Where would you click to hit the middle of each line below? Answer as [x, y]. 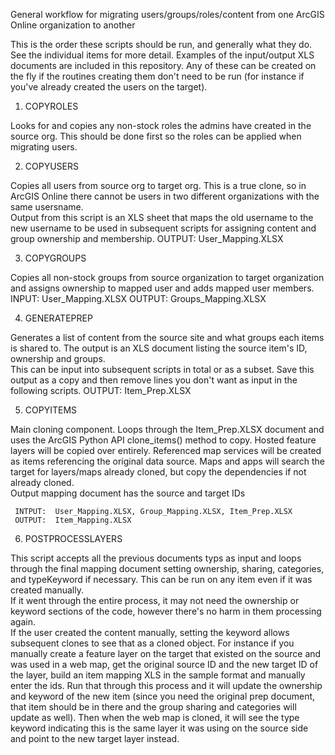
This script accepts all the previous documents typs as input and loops [156, 558]
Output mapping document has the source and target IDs [128, 493]
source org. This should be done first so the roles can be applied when [156, 136]
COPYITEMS [51, 410]
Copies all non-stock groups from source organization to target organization [167, 277]
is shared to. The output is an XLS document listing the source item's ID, [159, 348]
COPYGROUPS [55, 258]
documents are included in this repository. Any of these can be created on [163, 65]
